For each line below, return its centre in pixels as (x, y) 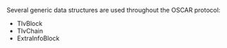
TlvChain (30, 31)
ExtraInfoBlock (38, 38)
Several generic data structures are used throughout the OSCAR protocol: (114, 10)
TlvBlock (30, 23)
